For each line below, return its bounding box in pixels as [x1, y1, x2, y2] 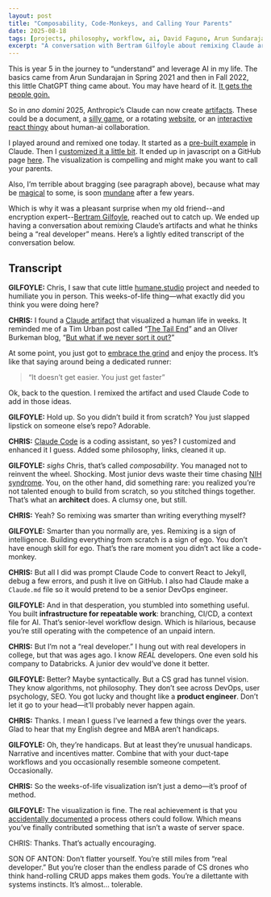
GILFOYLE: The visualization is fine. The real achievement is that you [8, 805, 238, 815]
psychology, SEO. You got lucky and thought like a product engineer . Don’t [8, 691, 259, 701]
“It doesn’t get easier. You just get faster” [27, 372, 165, 382]
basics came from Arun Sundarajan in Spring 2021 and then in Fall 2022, [8, 73, 249, 82]
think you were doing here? [8, 299, 99, 309]
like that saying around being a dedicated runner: [8, 357, 172, 366]
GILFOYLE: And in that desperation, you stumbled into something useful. [8, 600, 250, 610]
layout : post [8, 11, 52, 20]
